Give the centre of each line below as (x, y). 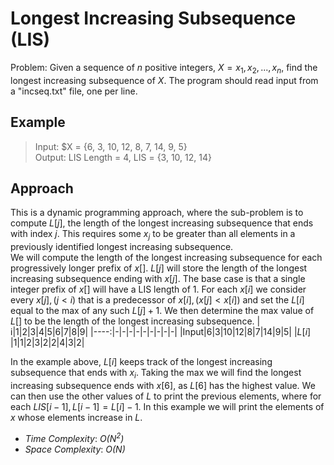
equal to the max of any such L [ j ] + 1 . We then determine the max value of (162, 311)
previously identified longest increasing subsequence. (122, 247)
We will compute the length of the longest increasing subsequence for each (166, 258)
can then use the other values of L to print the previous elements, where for (166, 396)
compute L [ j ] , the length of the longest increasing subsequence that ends (162, 223)
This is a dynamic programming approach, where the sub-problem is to (157, 213)
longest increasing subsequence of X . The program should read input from (164, 80)
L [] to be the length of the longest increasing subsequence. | (135, 321)
